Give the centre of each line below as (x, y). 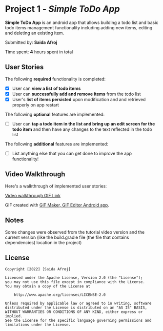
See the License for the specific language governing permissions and (78, 320)
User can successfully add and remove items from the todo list (76, 94)
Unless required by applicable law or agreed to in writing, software (78, 303)
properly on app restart (36, 105)
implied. (14, 316)
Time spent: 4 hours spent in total (39, 52)
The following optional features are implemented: (55, 114)
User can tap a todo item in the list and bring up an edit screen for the (83, 124)
